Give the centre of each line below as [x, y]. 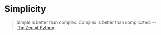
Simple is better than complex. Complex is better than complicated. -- [86, 22]
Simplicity [26, 9]
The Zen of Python [35, 27]
